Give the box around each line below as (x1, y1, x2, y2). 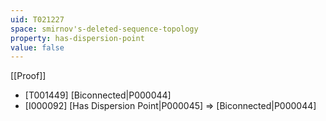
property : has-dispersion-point (10, 33, 145, 43)
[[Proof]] (10, 70, 47, 82)
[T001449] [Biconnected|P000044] (24, 89, 172, 101)
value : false (10, 42, 65, 53)
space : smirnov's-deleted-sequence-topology (10, 24, 199, 34)
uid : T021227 (10, 14, 65, 25)
